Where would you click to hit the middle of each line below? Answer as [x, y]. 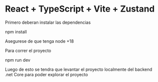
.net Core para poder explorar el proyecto [47, 74]
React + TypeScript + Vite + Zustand [80, 9]
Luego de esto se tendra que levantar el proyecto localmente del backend [79, 69]
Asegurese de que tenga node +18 [39, 41]
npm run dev [18, 60]
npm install [16, 32]
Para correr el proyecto [28, 50]
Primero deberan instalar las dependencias [48, 22]
